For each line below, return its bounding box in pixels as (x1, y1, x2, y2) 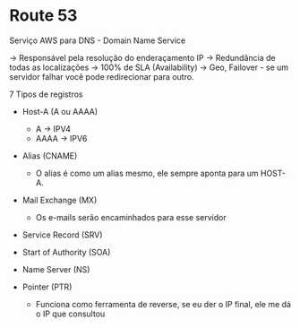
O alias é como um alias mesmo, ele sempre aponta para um (35, 168, 259, 178)
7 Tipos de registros (9, 89, 83, 99)
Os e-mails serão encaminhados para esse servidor (35, 211, 227, 222)
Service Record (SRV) (21, 229, 103, 240)
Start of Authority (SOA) (21, 246, 111, 257)
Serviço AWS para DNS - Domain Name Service (9, 35, 186, 46)
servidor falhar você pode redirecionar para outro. (9, 71, 194, 82)
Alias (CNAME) (21, 150, 78, 161)
